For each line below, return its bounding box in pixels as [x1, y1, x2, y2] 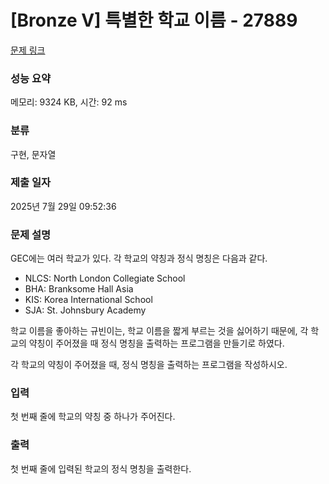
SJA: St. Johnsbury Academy [24, 304, 147, 316]
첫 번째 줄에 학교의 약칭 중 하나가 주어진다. [10, 411, 176, 423]
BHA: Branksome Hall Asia [24, 283, 134, 295]
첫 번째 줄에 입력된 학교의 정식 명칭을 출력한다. [10, 462, 192, 475]
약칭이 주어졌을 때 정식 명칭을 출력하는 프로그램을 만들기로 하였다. [28, 337, 285, 350]
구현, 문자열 [10, 148, 57, 160]
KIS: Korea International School [24, 294, 153, 306]
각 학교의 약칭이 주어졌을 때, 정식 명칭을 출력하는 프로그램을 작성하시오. [10, 359, 288, 371]
